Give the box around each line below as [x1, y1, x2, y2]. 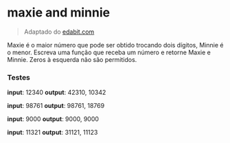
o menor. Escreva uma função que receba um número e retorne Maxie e [7, 48, 211, 56]
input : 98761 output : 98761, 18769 [7, 102, 105, 110]
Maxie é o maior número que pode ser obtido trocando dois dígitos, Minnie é [7, 41, 224, 49]
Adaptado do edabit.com [23, 27, 95, 36]
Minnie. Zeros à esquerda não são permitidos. [7, 55, 137, 63]
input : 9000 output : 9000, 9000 [7, 115, 100, 123]
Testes [7, 72, 31, 82]
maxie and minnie [7, 5, 111, 21]
